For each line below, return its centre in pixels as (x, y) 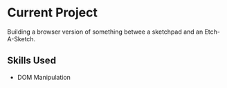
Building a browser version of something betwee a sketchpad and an (105, 32)
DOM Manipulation (44, 77)
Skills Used (32, 61)
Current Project (53, 13)
